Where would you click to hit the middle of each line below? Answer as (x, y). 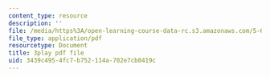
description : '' (35, 23)
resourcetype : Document (48, 46)
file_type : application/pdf (55, 38)
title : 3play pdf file (46, 53)
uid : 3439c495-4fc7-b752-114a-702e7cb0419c (82, 61)
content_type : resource (48, 16)
